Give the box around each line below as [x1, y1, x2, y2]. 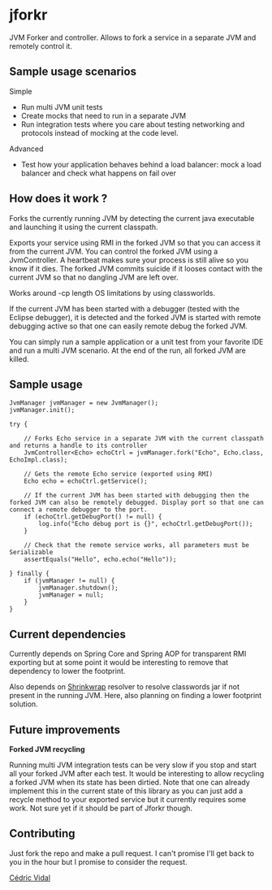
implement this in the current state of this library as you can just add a [9, 786, 244, 796]
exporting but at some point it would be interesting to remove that [9, 658, 229, 667]
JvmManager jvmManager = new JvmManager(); [9, 399, 159, 407]
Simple [9, 86, 32, 96]
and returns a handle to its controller [9, 441, 149, 450]
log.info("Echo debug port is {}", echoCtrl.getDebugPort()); [38, 520, 253, 528]
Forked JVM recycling [9, 745, 85, 753]
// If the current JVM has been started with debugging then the [24, 492, 250, 500]
